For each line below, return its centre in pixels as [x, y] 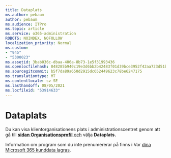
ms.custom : [17, 48]
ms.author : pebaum [25, 15]
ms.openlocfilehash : [27, 67]
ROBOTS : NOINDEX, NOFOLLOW [34, 39]
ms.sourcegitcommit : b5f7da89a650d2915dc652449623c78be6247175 [74, 72]
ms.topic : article [25, 29]
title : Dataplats [24, 10]
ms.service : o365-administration [41, 34]
